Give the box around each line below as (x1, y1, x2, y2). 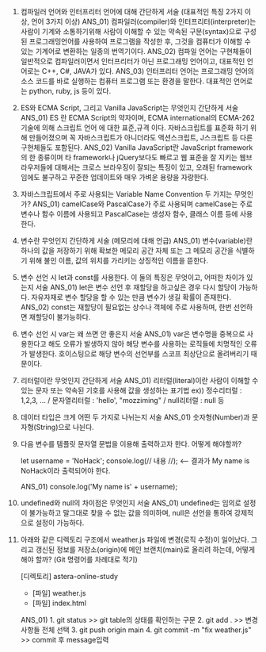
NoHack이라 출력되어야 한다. (20, 466, 111, 475)
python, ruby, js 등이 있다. (28, 86, 112, 95)
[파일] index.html (32, 598, 86, 608)
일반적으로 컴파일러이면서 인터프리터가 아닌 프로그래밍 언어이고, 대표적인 (20, 56, 245, 66)
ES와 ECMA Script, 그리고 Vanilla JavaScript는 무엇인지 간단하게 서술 (20, 103, 239, 113)
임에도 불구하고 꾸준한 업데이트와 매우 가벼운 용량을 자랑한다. (20, 173, 209, 182)
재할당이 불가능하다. (28, 313, 91, 321)
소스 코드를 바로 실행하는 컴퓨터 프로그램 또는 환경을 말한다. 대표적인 (20, 76, 232, 86)
